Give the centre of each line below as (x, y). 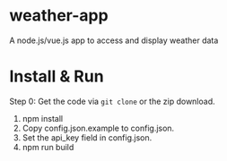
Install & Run (57, 76)
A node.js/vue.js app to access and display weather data (114, 40)
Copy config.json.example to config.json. (98, 128)
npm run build (48, 147)
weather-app (59, 16)
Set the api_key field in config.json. (87, 137)
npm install (43, 118)
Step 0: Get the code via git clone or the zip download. (112, 101)
